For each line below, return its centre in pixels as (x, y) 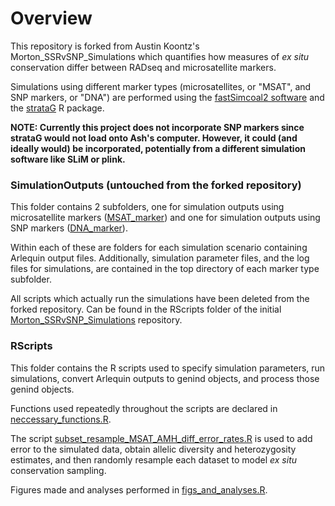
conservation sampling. (58, 470)
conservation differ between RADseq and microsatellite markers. (143, 67)
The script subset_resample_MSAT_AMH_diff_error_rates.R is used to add (161, 438)
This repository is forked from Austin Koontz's (105, 46)
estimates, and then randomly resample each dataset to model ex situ (154, 459)
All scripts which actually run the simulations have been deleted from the (160, 299)
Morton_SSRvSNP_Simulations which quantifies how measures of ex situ (160, 56)
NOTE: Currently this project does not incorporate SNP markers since (157, 127)
